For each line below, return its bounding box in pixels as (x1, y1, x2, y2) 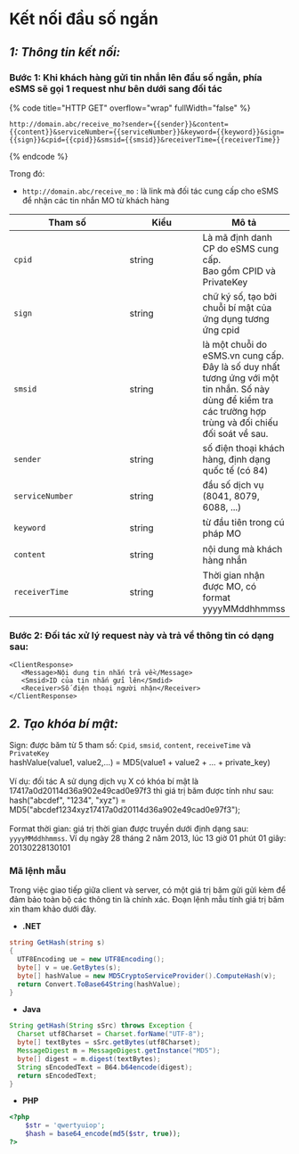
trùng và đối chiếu (202, 416, 279, 428)
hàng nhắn (202, 554, 247, 566)
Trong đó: (9, 168, 45, 178)
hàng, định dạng (202, 453, 271, 466)
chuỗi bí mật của (202, 301, 272, 314)
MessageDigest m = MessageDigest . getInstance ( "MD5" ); (17, 1046, 221, 1056)
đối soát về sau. (202, 427, 269, 440)
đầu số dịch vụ (202, 478, 264, 490)
